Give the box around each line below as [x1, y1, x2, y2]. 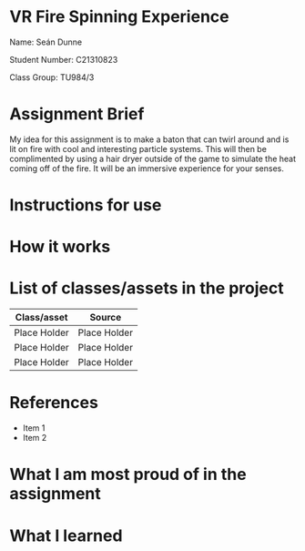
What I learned [9, 525, 123, 546]
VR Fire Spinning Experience [9, 6, 229, 27]
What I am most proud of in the [9, 464, 248, 485]
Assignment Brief [9, 104, 145, 125]
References [9, 393, 98, 413]
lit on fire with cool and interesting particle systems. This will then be [9, 143, 267, 154]
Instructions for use [9, 195, 162, 216]
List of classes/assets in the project [9, 278, 284, 299]
